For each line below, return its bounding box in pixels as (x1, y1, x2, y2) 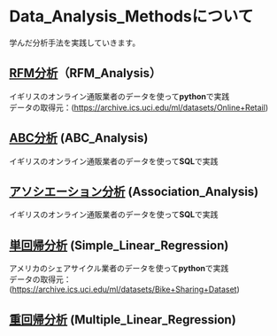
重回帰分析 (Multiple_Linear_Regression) (9, 312, 236, 327)
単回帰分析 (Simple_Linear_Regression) (9, 238, 229, 253)
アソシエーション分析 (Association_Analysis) (9, 184, 259, 199)
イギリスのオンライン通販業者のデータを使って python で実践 (9, 90, 230, 101)
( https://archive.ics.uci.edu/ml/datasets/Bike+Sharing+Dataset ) (9, 284, 241, 295)
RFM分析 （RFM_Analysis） (9, 66, 162, 81)
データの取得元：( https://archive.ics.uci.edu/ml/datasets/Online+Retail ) (9, 102, 268, 113)
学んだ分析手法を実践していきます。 (9, 37, 141, 48)
